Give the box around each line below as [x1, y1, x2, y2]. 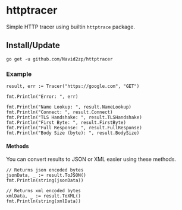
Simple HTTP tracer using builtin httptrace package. [6, 23, 136, 30]
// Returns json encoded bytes [6, 167, 84, 173]
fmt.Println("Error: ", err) [6, 94, 79, 100]
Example [6, 69, 32, 78]
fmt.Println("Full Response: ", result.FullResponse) [6, 125, 143, 131]
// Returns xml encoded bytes [6, 188, 81, 194]
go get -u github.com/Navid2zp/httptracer [6, 56, 113, 62]
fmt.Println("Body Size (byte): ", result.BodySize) [6, 130, 140, 136]
